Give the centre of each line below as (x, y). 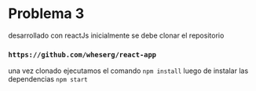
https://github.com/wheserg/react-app (82, 55)
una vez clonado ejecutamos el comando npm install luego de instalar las (128, 71)
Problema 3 (46, 14)
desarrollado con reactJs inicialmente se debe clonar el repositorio (116, 35)
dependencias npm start (48, 79)
